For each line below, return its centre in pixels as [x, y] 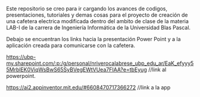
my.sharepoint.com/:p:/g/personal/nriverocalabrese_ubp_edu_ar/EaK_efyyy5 [100, 63]
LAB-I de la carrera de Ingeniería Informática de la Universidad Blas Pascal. [99, 27]
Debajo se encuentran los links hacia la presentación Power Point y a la [93, 39]
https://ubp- [21, 57]
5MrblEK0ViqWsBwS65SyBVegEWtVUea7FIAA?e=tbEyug [76, 70]
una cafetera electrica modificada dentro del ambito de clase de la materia [98, 21]
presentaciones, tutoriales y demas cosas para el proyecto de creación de [97, 15]
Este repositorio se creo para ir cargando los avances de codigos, [87, 9]
